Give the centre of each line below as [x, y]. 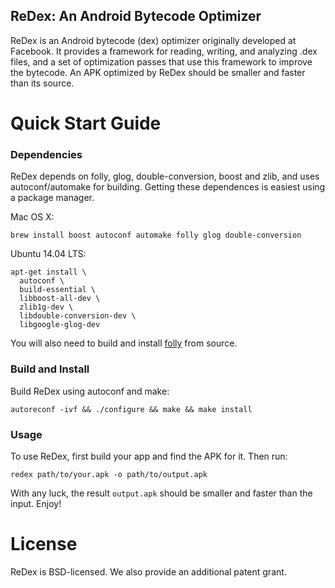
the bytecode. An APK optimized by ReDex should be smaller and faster [158, 72]
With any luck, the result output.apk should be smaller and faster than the [161, 493]
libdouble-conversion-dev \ [78, 316]
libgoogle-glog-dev [60, 325]
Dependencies [46, 154]
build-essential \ [58, 290]
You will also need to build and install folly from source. [124, 343]
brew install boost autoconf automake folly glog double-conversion [156, 235]
